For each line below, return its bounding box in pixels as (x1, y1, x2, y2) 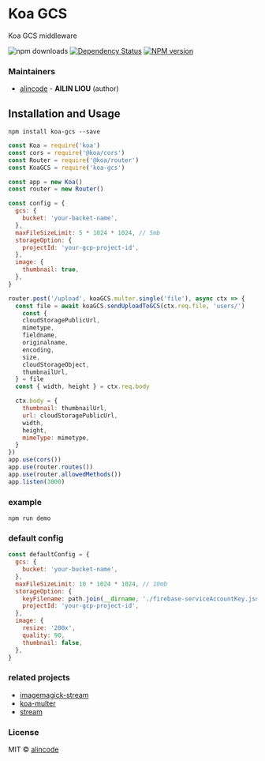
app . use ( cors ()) (8, 456, 62, 464)
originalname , (22, 339, 69, 347)
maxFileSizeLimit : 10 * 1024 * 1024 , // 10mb (15, 580, 168, 588)
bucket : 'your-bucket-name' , (22, 566, 118, 574)
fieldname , (22, 331, 58, 340)
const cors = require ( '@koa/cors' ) (8, 149, 125, 156)
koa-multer (19, 699, 57, 708)
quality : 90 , (22, 631, 65, 639)
